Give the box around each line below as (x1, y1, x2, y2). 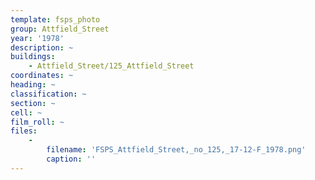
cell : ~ (10, 107, 43, 118)
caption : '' (46, 154, 97, 164)
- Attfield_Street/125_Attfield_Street (28, 61, 195, 71)
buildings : (10, 52, 56, 62)
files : (10, 126, 38, 136)
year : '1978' (10, 33, 65, 43)
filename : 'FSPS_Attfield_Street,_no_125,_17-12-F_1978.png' (46, 145, 307, 155)
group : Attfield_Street (10, 24, 110, 34)
